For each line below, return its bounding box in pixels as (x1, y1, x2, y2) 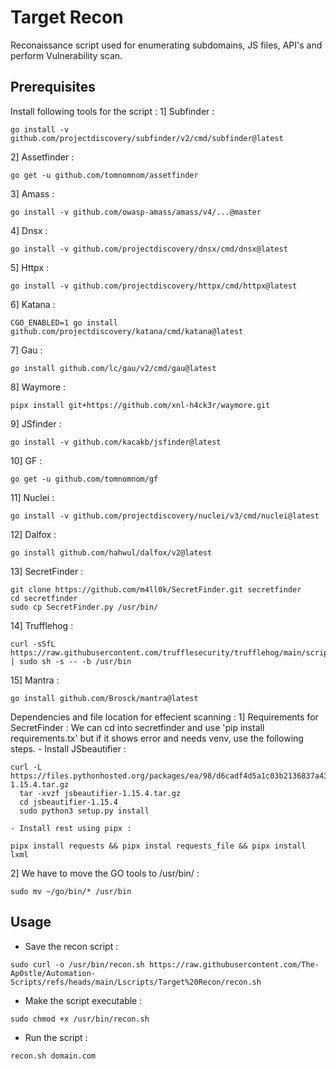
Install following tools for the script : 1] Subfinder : (10, 105, 215, 117)
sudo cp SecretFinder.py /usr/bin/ (10, 602, 159, 612)
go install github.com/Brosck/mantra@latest (10, 693, 199, 703)
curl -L (10, 762, 43, 772)
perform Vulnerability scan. (10, 49, 123, 61)
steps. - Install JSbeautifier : (10, 742, 127, 755)
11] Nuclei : (10, 491, 55, 503)
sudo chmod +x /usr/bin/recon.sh (10, 1014, 150, 1024)
